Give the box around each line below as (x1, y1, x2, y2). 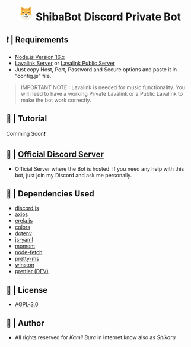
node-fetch (14, 249, 43, 256)
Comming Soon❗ (6, 130, 46, 137)
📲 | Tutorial (6, 114, 47, 124)
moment (14, 242, 36, 249)
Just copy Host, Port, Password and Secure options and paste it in (14, 66, 177, 73)
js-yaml (14, 236, 34, 243)
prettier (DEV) (14, 268, 49, 275)
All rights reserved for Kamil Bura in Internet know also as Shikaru (14, 334, 176, 341)
